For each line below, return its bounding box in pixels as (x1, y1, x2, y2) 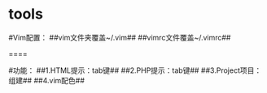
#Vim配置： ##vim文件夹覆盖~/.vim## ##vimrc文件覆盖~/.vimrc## (8, 32, 231, 42)
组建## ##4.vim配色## (8, 75, 85, 85)
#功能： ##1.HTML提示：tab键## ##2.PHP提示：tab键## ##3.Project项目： (8, 66, 262, 75)
